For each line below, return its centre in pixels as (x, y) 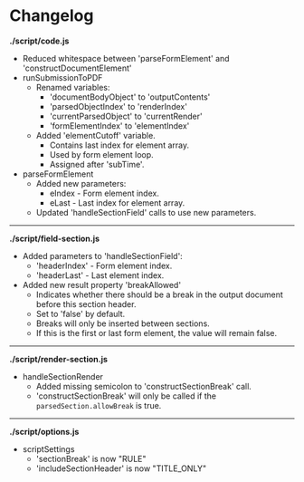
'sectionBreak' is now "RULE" (91, 458)
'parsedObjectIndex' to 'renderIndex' (119, 106)
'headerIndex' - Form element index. (104, 265)
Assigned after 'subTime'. (97, 164)
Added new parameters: (81, 183)
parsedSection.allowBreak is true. (99, 405)
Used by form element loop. (101, 154)
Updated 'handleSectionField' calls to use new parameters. (146, 212)
